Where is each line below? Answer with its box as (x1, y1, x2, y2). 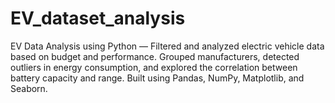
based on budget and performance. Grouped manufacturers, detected (10, 50, 300, 62)
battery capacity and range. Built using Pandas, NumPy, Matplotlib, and (10, 72, 305, 84)
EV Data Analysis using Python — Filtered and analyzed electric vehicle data (10, 40, 325, 52)
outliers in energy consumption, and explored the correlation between (10, 61, 298, 73)
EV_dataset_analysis (10, 7, 186, 30)
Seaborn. (10, 82, 48, 94)
